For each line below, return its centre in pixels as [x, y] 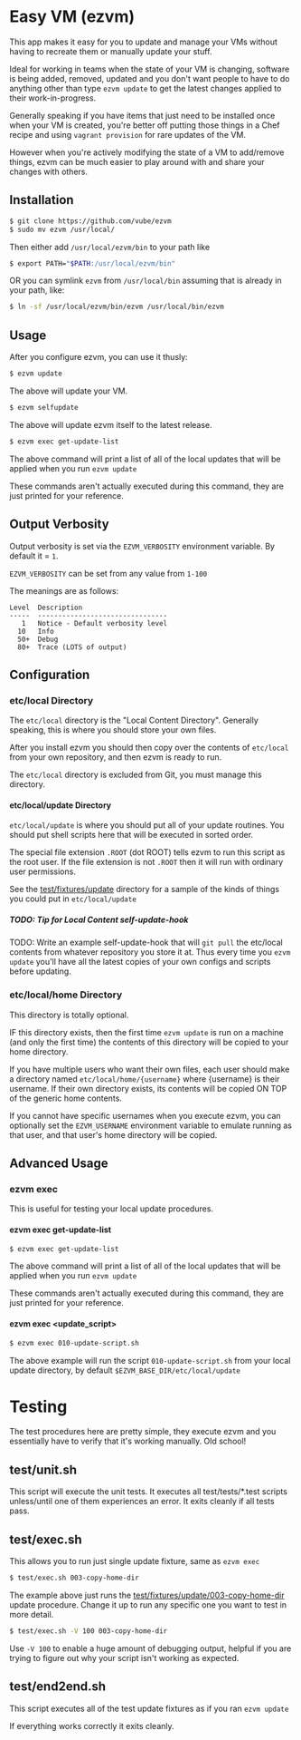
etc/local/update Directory [61, 805]
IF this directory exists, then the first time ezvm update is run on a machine [146, 1032]
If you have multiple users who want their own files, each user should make [150, 1069]
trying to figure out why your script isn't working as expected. [124, 1657]
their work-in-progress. [53, 98]
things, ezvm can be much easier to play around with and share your [137, 161]
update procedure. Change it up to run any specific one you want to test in [148, 1604]
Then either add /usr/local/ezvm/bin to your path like [110, 247]
